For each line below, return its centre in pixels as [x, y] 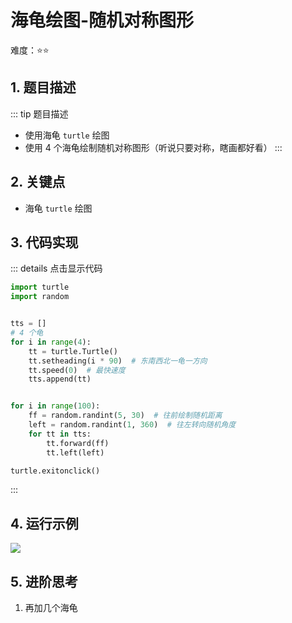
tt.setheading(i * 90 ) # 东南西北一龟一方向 [118, 361]
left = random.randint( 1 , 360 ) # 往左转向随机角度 [132, 425]
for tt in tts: [60, 434]
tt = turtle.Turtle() [73, 351]
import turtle [40, 287]
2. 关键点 [38, 182]
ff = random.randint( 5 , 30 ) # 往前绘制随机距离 [125, 416]
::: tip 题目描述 [39, 113]
